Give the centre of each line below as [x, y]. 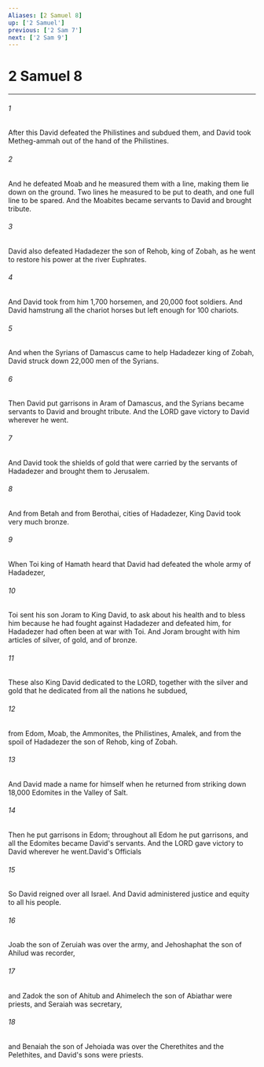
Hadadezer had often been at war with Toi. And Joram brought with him [124, 632]
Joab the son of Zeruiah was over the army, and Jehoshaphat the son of [125, 945]
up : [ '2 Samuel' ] [37, 23]
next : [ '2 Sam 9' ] [38, 37]
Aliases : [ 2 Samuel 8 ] [45, 15]
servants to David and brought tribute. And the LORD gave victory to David [129, 412]
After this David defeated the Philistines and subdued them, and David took [130, 133]
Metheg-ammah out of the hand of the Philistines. [88, 141]
